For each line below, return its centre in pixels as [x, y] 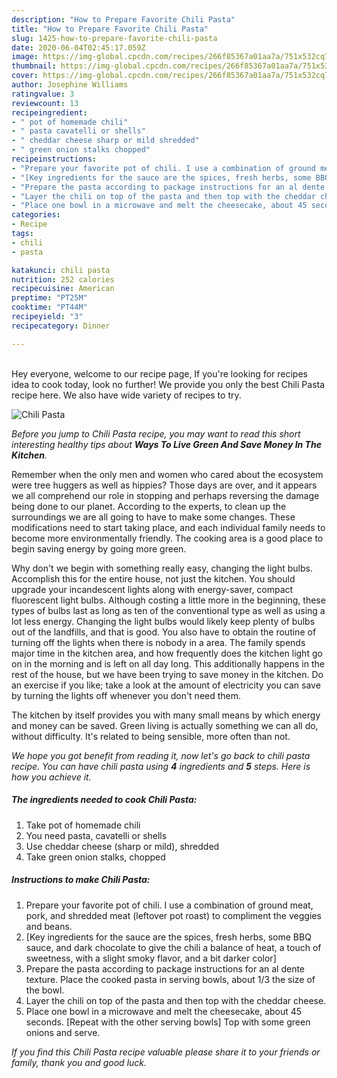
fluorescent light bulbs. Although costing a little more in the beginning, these [168, 600]
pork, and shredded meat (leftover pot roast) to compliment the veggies [173, 915]
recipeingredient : [49, 112]
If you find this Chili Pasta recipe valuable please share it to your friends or [166, 1052]
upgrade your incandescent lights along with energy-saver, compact [152, 589]
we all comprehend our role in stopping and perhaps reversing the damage [165, 495]
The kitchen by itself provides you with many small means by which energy [166, 715]
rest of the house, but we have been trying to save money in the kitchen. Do [167, 674]
